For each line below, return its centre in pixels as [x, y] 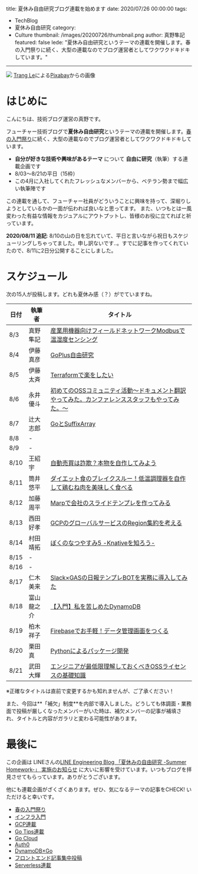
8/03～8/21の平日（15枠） [46, 173]
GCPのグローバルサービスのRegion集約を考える [116, 523]
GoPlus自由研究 [72, 355]
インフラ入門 [30, 817]
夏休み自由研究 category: [45, 28]
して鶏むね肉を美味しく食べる [92, 487]
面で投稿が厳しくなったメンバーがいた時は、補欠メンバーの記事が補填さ [94, 711]
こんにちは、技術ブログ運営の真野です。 [55, 119]
